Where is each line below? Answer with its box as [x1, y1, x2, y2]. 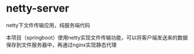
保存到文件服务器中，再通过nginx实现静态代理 [6, 41, 117, 48]
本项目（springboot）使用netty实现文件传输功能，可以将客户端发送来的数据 [6, 34, 188, 41]
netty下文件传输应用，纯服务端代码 [6, 21, 91, 28]
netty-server [6, 2, 70, 15]
